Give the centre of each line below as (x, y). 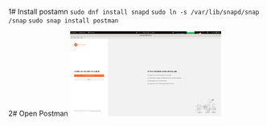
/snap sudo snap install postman (64, 21)
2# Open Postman (38, 113)
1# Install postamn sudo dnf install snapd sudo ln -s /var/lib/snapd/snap (134, 12)
